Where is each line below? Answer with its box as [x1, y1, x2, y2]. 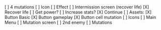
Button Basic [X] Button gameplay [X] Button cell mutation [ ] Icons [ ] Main [4, 15, 157, 20]
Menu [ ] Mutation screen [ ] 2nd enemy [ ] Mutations [4, 19, 112, 25]
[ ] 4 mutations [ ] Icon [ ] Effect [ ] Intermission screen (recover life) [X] [4, 4, 149, 10]
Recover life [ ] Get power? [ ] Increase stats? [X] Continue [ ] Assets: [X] [4, 9, 152, 15]
